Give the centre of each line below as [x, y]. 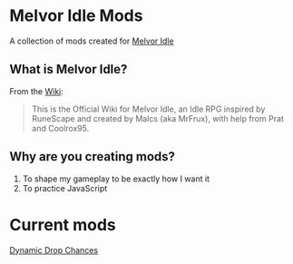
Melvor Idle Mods [76, 16]
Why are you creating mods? [92, 156]
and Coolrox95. [60, 128]
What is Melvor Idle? [68, 69]
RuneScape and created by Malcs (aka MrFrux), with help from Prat [157, 118]
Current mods [63, 225]
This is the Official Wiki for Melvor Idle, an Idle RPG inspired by [148, 109]
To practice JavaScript [65, 188]
